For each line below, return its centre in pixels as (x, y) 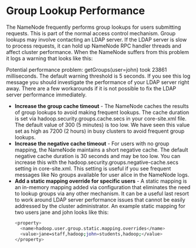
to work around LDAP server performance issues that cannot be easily (100, 200)
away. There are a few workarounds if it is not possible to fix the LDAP (91, 88)
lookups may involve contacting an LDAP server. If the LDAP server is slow (97, 39)
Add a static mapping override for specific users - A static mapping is (101, 181)
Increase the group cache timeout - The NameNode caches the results (102, 106)
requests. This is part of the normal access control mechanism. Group (91, 33)
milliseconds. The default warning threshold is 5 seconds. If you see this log (98, 76)
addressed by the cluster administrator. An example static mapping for (100, 206)
